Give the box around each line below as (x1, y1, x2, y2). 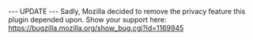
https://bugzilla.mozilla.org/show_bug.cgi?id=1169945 (8, 24, 184, 32)
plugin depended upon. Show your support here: (8, 15, 168, 24)
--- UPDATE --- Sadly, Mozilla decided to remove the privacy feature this (8, 7, 246, 16)
